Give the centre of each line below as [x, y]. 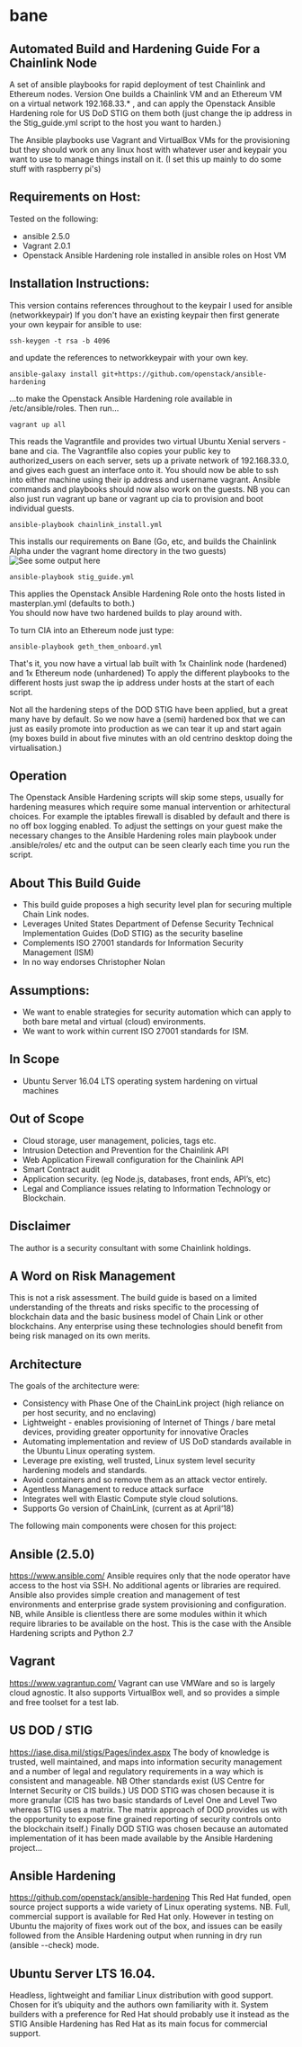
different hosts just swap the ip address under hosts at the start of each [142, 682]
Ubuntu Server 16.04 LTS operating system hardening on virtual [140, 1081]
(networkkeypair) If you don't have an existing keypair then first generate [145, 315]
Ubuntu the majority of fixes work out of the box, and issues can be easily [146, 1926]
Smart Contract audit [61, 1169]
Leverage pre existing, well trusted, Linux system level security [139, 1461]
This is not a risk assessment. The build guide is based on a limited [133, 1298]
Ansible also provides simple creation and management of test [125, 1595]
